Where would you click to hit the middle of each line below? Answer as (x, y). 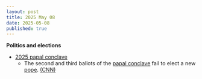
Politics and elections (34, 45)
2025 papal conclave (41, 57)
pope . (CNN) (40, 70)
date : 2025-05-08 (28, 23)
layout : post (23, 12)
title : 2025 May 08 (31, 17)
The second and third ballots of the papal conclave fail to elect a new (110, 63)
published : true (27, 28)
